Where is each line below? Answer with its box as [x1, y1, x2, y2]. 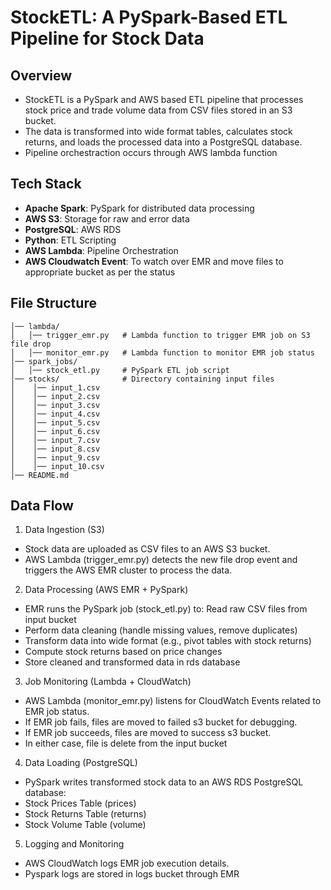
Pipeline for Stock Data [10, 27, 205, 50]
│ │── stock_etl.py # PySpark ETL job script [10, 365, 230, 375]
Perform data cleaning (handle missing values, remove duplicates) [24, 624, 298, 636]
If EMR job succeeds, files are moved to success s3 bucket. [24, 727, 272, 739]
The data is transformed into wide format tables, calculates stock [24, 126, 293, 137]
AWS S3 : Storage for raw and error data [24, 212, 190, 225]
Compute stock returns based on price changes [24, 646, 223, 658]
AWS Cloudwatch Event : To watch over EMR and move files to [24, 255, 284, 267]
